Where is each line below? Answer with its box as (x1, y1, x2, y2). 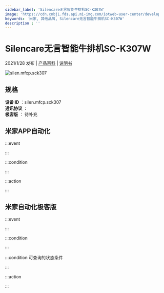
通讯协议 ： (5, 105, 28, 111)
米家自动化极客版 (5, 203, 57, 211)
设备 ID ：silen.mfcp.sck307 (5, 99, 61, 105)
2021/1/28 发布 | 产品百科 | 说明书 (5, 60, 72, 66)
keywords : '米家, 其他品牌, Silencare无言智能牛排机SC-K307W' (5, 16, 124, 21)
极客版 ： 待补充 (5, 112, 38, 117)
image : (5, 12, 19, 17)
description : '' (5, 20, 41, 26)
